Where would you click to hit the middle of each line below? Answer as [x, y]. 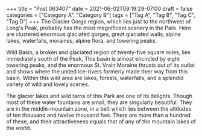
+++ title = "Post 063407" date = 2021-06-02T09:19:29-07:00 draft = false [99, 9]
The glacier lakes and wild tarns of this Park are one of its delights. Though [99, 96]
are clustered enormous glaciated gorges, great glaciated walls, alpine [93, 34]
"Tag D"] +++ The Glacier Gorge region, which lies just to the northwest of [99, 21]
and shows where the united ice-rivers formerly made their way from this [97, 71]
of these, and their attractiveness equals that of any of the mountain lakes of [101, 122]
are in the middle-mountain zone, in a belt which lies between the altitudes [99, 109]
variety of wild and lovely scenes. [48, 84]
